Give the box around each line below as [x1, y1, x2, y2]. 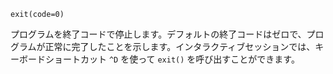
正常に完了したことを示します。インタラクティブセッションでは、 [44, 41, 316, 52]
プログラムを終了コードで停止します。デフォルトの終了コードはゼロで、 [10, 28, 307, 40]
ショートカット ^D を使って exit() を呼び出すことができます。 [44, 53, 300, 65]
